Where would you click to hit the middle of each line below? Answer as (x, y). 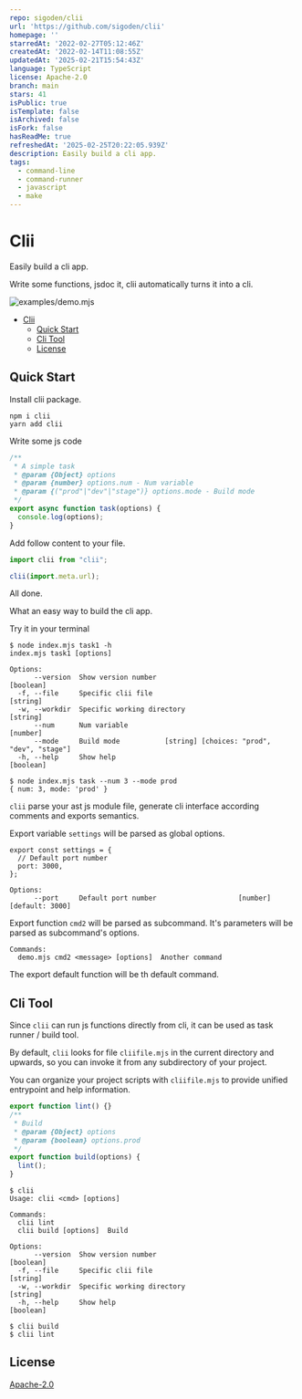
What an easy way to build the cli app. (81, 611)
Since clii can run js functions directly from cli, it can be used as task (141, 1025)
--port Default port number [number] (152, 898)
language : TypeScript (51, 69)
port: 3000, (41, 867)
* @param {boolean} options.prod (77, 1140)
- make (30, 196)
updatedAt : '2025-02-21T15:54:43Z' (77, 60)
